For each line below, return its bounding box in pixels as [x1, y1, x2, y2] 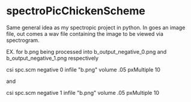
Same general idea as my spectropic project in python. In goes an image [6, 24, 186, 31]
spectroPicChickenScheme [6, 4, 145, 18]
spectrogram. [6, 36, 40, 44]
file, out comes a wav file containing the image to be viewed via [6, 30, 164, 37]
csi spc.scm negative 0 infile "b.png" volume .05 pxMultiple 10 [6, 66, 161, 73]
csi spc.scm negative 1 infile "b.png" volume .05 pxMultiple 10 [6, 89, 159, 96]
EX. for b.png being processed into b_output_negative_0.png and [6, 48, 167, 55]
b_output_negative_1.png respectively [6, 54, 99, 61]
